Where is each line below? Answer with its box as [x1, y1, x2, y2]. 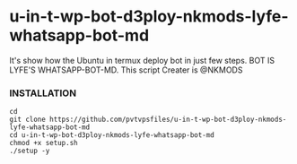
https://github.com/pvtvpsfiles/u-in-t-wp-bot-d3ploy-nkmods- [48, 115, 287, 125]
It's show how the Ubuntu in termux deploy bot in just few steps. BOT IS [9, 55, 275, 65]
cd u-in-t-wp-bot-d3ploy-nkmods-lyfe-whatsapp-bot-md [9, 131, 215, 140]
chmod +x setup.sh [9, 139, 78, 148]
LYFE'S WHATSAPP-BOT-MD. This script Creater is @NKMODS [9, 65, 243, 75]
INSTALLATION [9, 87, 77, 99]
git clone [9, 115, 47, 125]
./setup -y [9, 146, 50, 156]
